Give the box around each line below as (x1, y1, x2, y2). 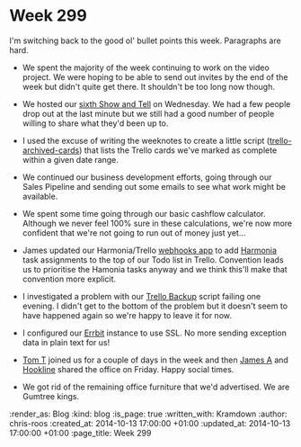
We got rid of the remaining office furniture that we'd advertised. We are (22, 381, 290, 392)
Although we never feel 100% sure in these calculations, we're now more (22, 218, 293, 228)
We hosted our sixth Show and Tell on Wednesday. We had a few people (22, 98, 291, 109)
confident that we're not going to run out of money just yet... (22, 227, 246, 238)
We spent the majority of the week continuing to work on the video (22, 62, 270, 73)
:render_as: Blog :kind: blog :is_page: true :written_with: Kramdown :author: (9, 408, 288, 419)
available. (22, 191, 58, 201)
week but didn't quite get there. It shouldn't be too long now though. (22, 81, 276, 92)
